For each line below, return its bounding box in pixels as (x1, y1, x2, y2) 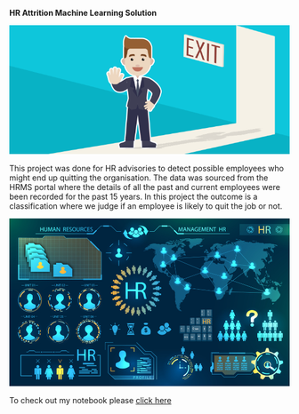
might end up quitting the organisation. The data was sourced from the (9, 172, 269, 183)
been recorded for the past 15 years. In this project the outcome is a (9, 191, 258, 202)
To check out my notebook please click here (9, 394, 172, 405)
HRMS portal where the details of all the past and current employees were (9, 181, 280, 192)
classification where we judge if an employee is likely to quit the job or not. (9, 200, 283, 211)
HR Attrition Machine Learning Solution (9, 8, 158, 18)
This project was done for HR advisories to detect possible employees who (9, 163, 285, 173)
